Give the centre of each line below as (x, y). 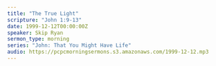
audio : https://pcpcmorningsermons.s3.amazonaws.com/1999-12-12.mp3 (108, 52)
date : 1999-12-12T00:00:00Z (48, 26)
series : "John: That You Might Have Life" (69, 45)
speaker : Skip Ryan (35, 33)
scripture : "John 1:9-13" (44, 20)
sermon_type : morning (38, 39)
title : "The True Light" (43, 13)
